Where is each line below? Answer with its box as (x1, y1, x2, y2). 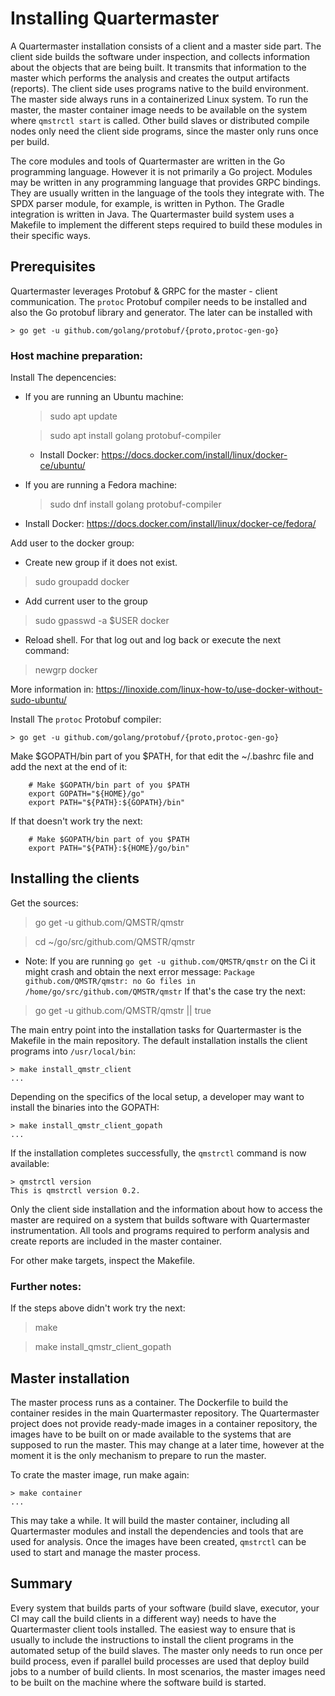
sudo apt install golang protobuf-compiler (49, 430, 222, 442)
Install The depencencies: (10, 372, 117, 384)
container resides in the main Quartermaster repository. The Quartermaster (10, 1407, 320, 1419)
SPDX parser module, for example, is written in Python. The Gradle (10, 197, 285, 209)
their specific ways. (10, 229, 92, 241)
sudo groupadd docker (34, 576, 130, 588)
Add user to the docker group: (10, 537, 135, 549)
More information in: (10, 683, 94, 696)
